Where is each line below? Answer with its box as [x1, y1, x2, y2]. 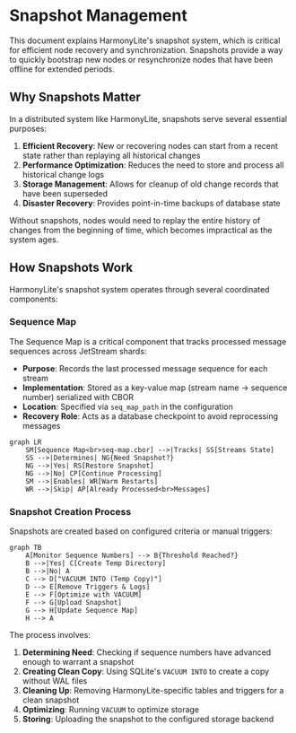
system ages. [9, 234, 59, 245]
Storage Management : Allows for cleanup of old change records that [22, 179, 279, 189]
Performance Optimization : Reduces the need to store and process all [22, 159, 284, 170]
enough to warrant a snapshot [22, 657, 135, 668]
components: [9, 293, 58, 304]
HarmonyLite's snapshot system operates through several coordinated [9, 284, 270, 294]
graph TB [9, 544, 42, 553]
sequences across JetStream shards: [9, 345, 147, 356]
